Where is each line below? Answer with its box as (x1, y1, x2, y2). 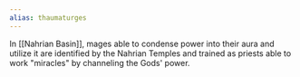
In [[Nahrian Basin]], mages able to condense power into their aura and (9, 38, 275, 49)
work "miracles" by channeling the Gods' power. (9, 57, 190, 68)
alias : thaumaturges (9, 13, 88, 23)
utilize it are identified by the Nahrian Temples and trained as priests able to (9, 47, 292, 59)
